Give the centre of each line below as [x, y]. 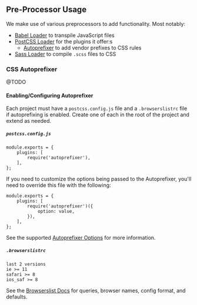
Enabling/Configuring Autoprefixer [50, 95]
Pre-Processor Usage [46, 10]
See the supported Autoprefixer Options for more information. [81, 238]
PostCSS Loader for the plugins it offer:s [64, 41]
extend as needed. [29, 121]
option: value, [56, 212]
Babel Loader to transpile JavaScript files [64, 35]
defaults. [17, 297]
